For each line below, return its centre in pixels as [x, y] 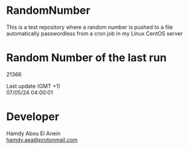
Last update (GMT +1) [33, 86]
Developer [33, 117]
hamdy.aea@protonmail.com [42, 139]
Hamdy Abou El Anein [34, 133]
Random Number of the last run [87, 58]
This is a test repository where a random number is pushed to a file [90, 27]
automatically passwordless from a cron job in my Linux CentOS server [94, 33]
